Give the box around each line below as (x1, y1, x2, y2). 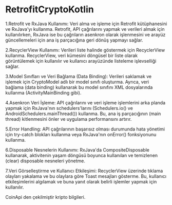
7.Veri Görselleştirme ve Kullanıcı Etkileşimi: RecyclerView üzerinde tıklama (5, 167, 163, 174)
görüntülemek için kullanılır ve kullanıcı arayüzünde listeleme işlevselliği (5, 58, 157, 64)
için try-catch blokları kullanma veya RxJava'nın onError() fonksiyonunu (5, 131, 157, 137)
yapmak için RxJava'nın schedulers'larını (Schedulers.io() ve (5, 105, 133, 111)
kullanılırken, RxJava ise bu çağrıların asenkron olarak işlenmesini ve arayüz (5, 31, 166, 38)
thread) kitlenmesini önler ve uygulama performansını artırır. (5, 116, 132, 122)
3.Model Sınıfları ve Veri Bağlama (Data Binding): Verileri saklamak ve (5, 73, 152, 79)
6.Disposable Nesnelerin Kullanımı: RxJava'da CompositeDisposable (5, 146, 150, 153)
